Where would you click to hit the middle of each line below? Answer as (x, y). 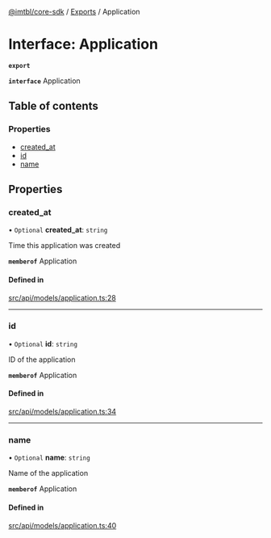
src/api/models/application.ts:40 (63, 525)
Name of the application (48, 473)
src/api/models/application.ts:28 (63, 297)
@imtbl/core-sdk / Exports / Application (74, 12)
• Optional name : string (49, 458)
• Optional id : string (43, 343)
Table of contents (53, 106)
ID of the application (42, 359)
